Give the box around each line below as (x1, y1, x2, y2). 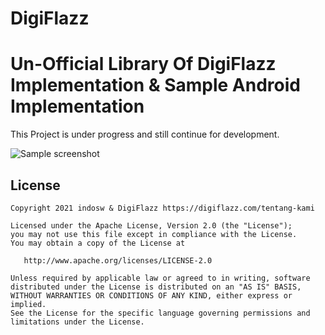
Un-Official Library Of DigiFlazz (10, 53, 277, 76)
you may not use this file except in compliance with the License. (10, 229, 298, 239)
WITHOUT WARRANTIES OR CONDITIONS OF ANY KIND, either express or (10, 290, 293, 301)
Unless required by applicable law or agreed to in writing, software (10, 273, 311, 283)
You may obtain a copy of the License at (10, 238, 186, 248)
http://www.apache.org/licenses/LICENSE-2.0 (23, 255, 213, 266)
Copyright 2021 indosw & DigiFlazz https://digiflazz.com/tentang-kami (10, 203, 315, 213)
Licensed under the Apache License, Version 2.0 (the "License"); (10, 220, 293, 231)
